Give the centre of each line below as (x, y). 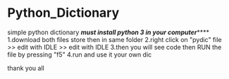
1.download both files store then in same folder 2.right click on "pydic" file (114, 39)
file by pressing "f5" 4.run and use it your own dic (80, 55)
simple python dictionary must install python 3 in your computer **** (109, 32)
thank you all (26, 68)
